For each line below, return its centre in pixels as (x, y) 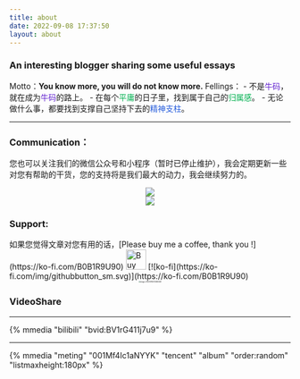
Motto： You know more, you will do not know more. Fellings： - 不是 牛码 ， (149, 86)
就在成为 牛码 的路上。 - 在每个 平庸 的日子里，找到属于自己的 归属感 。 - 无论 (146, 97)
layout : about (36, 34)
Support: (29, 223)
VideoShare (36, 302)
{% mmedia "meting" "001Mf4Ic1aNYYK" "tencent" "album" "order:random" (149, 355)
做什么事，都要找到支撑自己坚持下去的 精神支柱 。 (99, 108)
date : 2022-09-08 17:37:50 (59, 26)
